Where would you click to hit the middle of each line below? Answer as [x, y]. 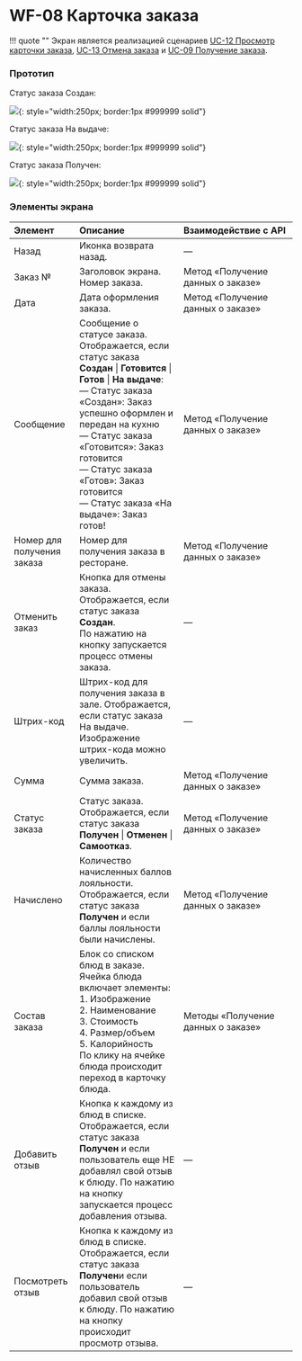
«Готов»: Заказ [112, 480]
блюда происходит [121, 1066]
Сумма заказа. [111, 781]
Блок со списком [117, 954]
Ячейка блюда [111, 976]
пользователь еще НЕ [127, 1160]
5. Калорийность [116, 1043]
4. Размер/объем [117, 1033]
